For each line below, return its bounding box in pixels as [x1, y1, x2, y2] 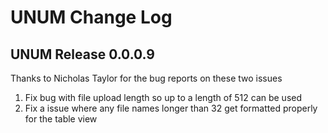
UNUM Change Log [10, 6, 173, 29]
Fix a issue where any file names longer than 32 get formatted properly [24, 102, 318, 114]
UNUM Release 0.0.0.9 [10, 46, 155, 63]
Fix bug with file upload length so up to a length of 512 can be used [24, 92, 303, 103]
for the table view [24, 113, 98, 125]
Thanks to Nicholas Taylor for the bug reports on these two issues [10, 72, 283, 84]
